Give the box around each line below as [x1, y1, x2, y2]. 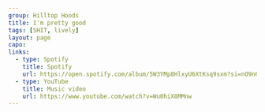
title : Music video [22, 84, 87, 93]
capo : [8, 41, 26, 49]
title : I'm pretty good [8, 19, 87, 27]
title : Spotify [22, 63, 73, 71]
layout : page [8, 33, 51, 42]
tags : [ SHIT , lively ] [8, 26, 80, 34]
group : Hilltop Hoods [8, 11, 80, 20]
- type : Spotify [15, 56, 69, 64]
